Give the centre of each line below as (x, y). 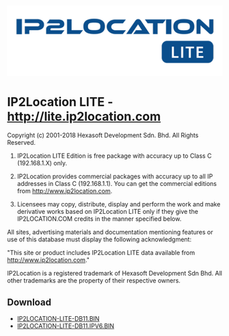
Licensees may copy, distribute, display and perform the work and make (119, 204)
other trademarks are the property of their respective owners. (94, 280)
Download (29, 302)
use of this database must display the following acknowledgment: (99, 239)
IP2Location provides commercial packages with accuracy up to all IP (115, 176)
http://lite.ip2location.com (84, 116)
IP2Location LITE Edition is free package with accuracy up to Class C (114, 156)
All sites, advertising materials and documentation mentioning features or (110, 232)
